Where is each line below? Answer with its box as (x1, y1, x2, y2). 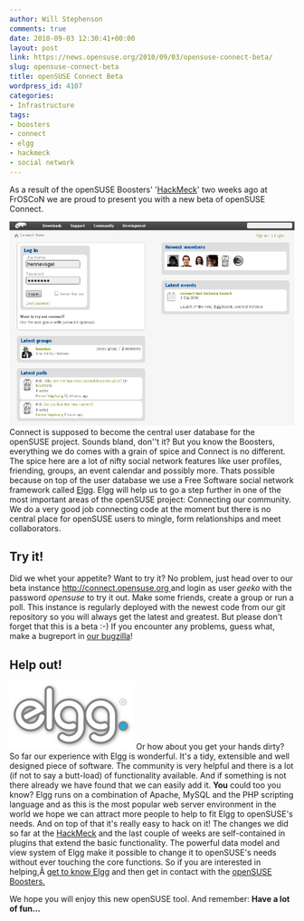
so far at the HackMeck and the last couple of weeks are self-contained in (9, 828, 286, 839)
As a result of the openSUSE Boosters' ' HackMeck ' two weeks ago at (9, 184, 268, 195)
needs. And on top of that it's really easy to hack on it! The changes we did (9, 819, 290, 829)
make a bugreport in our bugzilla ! (9, 631, 133, 642)
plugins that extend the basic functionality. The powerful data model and (9, 838, 280, 848)
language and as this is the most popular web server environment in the (9, 799, 277, 810)
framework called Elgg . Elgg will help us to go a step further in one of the (9, 484, 282, 495)
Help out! (9, 657, 62, 673)
